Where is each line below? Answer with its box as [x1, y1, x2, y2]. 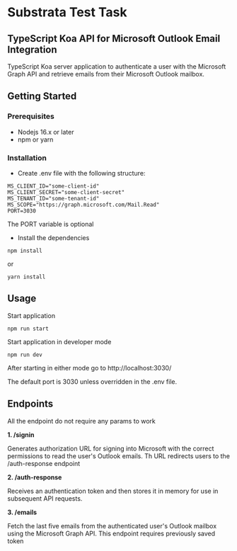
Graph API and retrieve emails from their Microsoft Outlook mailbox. [7, 70, 205, 78]
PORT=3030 [7, 207, 37, 215]
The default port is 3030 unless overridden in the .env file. [7, 377, 178, 386]
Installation [7, 153, 47, 163]
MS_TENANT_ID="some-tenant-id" [7, 195, 100, 202]
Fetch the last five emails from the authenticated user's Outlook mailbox [7, 521, 217, 530]
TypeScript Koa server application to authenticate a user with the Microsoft [7, 62, 226, 71]
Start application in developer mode [7, 337, 112, 346]
